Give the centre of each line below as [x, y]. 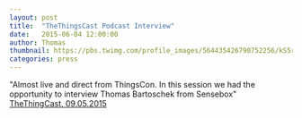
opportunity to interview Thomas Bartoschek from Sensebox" [123, 94]
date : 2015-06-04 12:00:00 [64, 34]
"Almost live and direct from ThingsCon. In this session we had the [133, 84]
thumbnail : [30, 51]
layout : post [34, 17]
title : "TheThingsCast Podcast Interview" [92, 26]
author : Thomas [38, 42]
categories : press [44, 59]
